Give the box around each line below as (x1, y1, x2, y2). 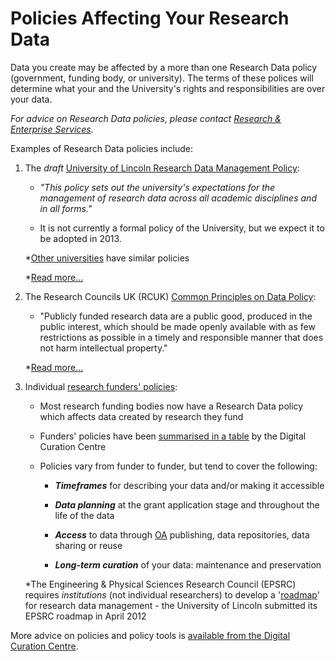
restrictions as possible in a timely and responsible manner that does (39, 331, 324, 343)
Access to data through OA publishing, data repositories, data (54, 528, 310, 541)
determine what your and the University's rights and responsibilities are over (10, 82, 326, 94)
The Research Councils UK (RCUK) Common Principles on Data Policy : (24, 290, 317, 302)
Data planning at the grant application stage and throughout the (54, 498, 320, 511)
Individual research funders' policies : (24, 380, 178, 392)
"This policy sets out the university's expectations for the (39, 181, 276, 193)
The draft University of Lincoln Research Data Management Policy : (24, 162, 300, 174)
